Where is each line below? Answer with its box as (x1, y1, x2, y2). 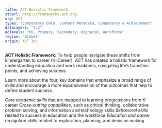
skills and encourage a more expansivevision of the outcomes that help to (5, 82, 153, 88)
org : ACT (5, 16, 23, 21)
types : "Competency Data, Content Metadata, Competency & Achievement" (5, 20, 153, 26)
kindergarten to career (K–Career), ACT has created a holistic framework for (5, 57, 157, 63)
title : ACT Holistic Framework (5, 7, 68, 12)
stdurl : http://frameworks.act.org (5, 12, 77, 17)
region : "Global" (5, 35, 40, 39)
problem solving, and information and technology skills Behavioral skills (5, 107, 148, 113)
